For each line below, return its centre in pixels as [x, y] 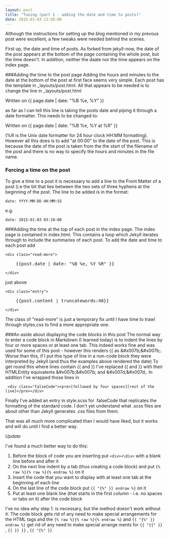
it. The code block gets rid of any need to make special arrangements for [81, 514]
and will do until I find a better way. [42, 426]
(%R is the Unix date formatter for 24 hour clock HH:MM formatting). [76, 136]
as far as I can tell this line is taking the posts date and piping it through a [81, 110]
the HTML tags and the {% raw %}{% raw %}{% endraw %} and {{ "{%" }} [80, 519]
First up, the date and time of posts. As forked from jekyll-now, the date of [82, 49]
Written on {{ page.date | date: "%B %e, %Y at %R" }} [61, 126]
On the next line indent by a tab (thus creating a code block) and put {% [86, 466]
